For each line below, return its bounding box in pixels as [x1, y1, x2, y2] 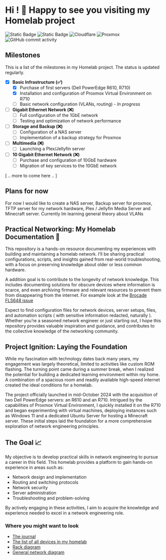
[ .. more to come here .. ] [5, 172, 57, 178]
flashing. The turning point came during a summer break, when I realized [5, 366, 154, 372]
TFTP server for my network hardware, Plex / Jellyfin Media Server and [5, 205, 151, 211]
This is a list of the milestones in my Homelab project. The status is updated [5, 64, 160, 70]
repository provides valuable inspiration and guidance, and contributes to [5, 323, 155, 329]
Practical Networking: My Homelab [5, 225, 116, 233]
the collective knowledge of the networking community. [5, 328, 119, 334]
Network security [12, 484, 48, 490]
